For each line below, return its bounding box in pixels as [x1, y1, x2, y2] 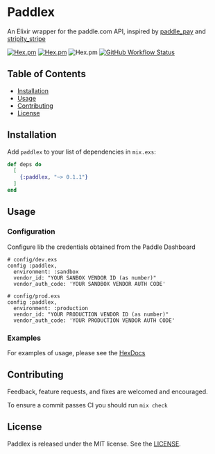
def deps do [7, 161, 42, 168]
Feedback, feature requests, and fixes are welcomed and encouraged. [7, 387, 208, 396]
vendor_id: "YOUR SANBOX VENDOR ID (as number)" [13, 274, 157, 282]
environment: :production [13, 305, 89, 311]
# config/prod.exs [7, 293, 60, 300]
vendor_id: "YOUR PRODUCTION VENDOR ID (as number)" [13, 311, 169, 318]
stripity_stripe [7, 34, 46, 42]
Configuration [7, 227, 55, 236]
